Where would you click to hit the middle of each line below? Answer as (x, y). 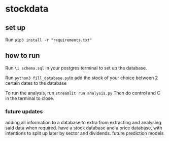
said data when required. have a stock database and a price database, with (84, 128)
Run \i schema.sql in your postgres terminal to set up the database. (76, 68)
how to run (23, 56)
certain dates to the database (36, 83)
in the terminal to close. (30, 98)
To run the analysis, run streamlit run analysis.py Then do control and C (83, 93)
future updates (24, 111)
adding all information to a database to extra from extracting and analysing (83, 123)
